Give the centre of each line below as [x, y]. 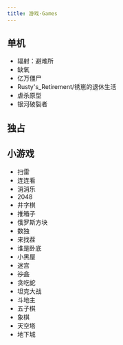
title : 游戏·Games [32, 13]
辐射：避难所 [35, 61]
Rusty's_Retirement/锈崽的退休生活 [67, 87]
